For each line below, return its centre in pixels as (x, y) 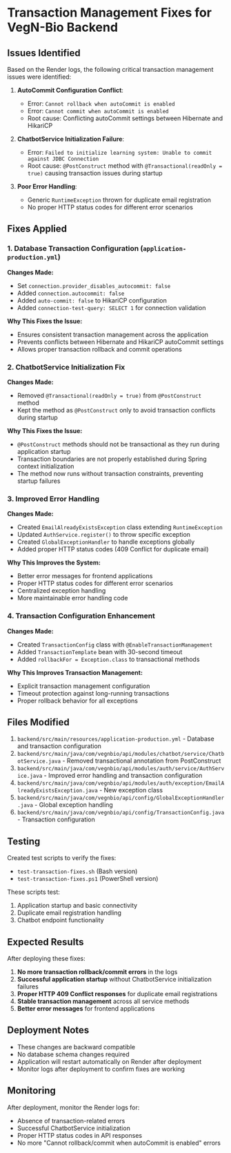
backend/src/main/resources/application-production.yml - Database (116, 739)
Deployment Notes (48, 1030)
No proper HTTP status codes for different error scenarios (110, 207)
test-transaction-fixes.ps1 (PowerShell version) (88, 879)
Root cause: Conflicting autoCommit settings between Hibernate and (125, 118)
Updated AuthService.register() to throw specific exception (104, 535)
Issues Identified (44, 53)
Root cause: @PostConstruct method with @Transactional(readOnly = (125, 166)
